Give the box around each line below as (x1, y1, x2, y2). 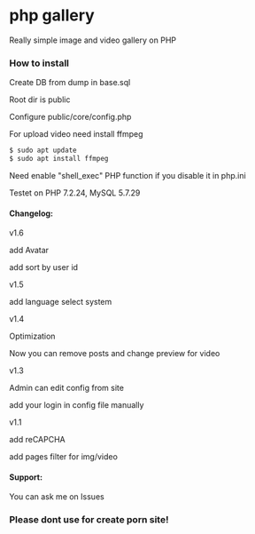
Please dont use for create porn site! (9, 514, 169, 526)
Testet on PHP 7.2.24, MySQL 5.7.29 (9, 187, 141, 198)
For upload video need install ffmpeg (9, 129, 143, 139)
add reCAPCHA (9, 434, 66, 445)
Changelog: (9, 208, 54, 219)
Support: (9, 472, 42, 482)
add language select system (9, 297, 112, 307)
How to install (9, 57, 69, 69)
